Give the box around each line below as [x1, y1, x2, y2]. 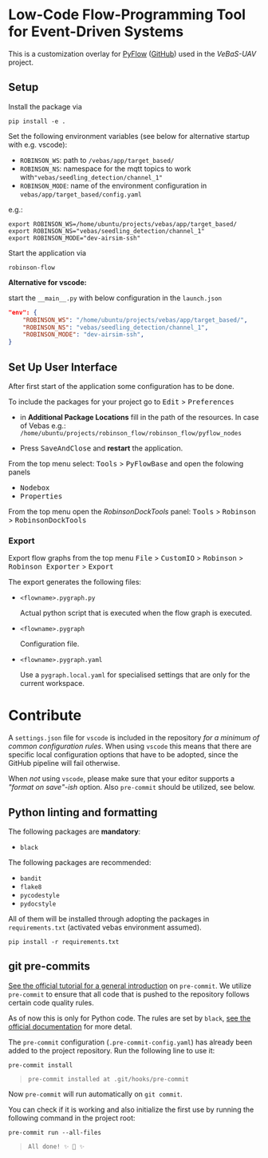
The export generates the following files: [8, 577, 142, 587]
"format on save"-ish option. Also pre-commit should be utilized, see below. [8, 783, 255, 792]
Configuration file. [19, 639, 80, 648]
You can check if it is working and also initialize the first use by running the [8, 1104, 254, 1114]
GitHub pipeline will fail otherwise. [8, 759, 120, 768]
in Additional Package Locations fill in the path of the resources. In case [19, 412, 259, 422]
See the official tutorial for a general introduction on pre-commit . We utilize [8, 981, 252, 990]
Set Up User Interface [8, 360, 118, 374]
